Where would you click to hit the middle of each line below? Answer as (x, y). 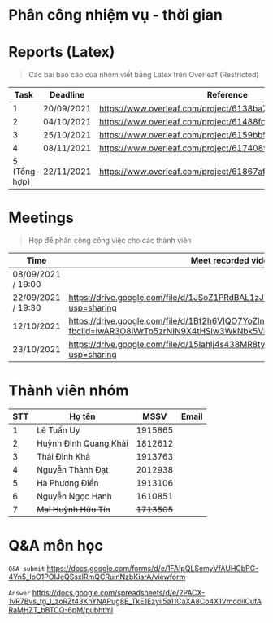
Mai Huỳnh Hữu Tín (74, 510)
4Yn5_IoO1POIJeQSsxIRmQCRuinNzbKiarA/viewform (97, 577)
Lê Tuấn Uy (58, 430)
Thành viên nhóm (69, 391)
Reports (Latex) (62, 52)
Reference (227, 95)
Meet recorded (220, 260)
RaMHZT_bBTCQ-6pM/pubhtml (61, 610)
